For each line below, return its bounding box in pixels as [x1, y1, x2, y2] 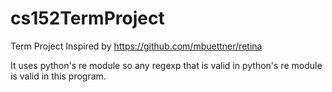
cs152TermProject [10, 7, 165, 30]
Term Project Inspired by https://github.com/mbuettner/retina [10, 40, 263, 52]
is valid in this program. [10, 70, 107, 82]
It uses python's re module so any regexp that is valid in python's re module [10, 59, 323, 71]
